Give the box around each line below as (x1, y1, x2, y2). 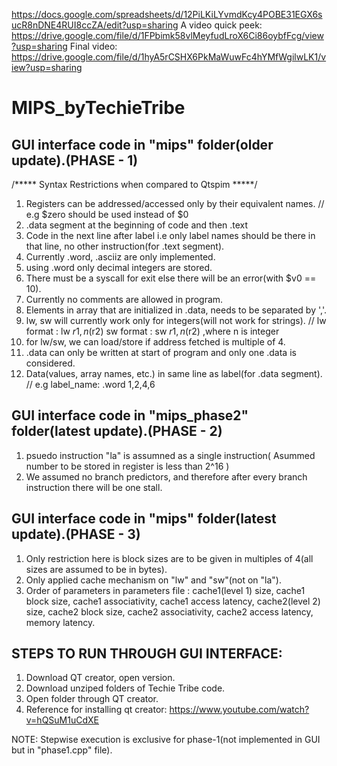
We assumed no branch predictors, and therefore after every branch (25, 470, 308, 483)
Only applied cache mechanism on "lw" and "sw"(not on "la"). (25, 574, 282, 586)
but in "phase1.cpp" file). (11, 744, 113, 756)
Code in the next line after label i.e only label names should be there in (25, 230, 316, 241)
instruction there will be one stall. (25, 481, 163, 493)
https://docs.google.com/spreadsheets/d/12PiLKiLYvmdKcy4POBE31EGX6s (11, 9, 323, 20)
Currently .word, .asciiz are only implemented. (25, 251, 216, 263)
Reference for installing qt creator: (25, 704, 168, 716)
